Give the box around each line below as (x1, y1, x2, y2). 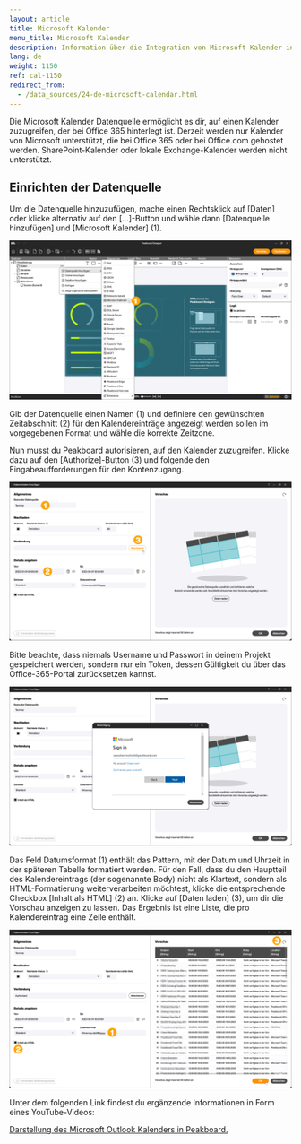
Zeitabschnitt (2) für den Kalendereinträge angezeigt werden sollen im (9, 418, 269, 429)
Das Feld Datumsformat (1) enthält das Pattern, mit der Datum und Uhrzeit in (9, 854, 290, 865)
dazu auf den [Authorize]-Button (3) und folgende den (9, 454, 210, 465)
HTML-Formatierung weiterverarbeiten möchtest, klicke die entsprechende (9, 883, 286, 894)
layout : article (9, 14, 70, 23)
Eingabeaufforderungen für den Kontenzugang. (9, 464, 185, 474)
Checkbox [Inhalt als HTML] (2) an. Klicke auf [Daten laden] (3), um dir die (9, 892, 284, 903)
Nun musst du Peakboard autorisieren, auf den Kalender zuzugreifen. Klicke (9, 445, 290, 455)
